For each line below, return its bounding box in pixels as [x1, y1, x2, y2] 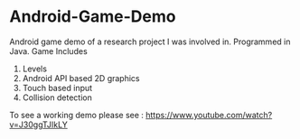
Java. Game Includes [9, 45, 88, 56]
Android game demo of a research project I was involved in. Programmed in [9, 36, 291, 47]
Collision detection [22, 92, 92, 103]
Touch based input [22, 82, 93, 93]
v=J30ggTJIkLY [9, 119, 68, 130]
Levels [22, 63, 48, 74]
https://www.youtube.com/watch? [145, 109, 273, 120]
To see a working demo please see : [9, 109, 145, 120]
